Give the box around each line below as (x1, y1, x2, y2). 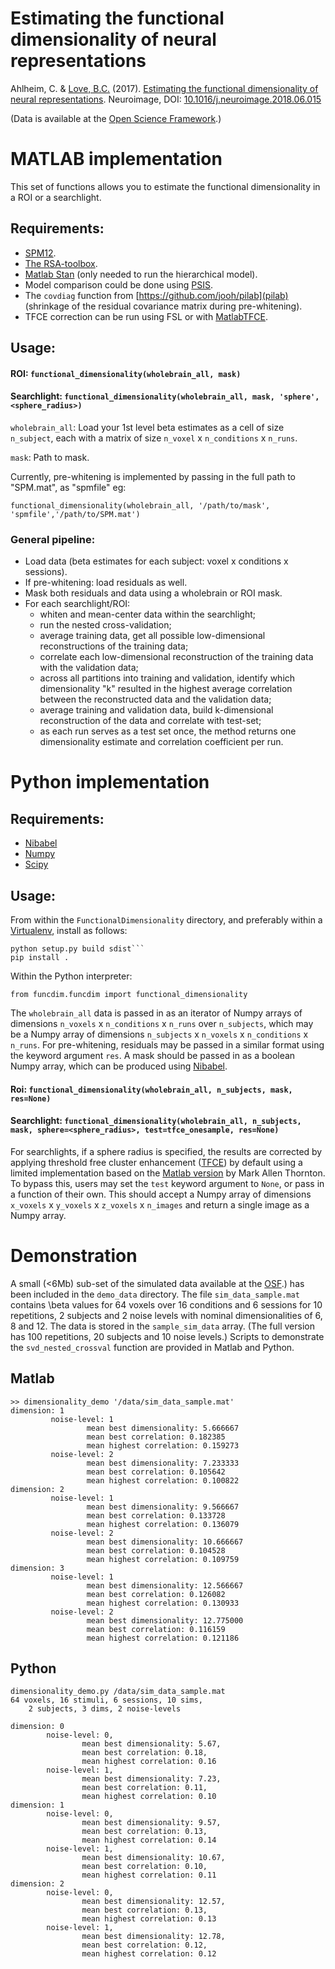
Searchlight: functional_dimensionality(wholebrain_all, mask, (10, 390, 275, 402)
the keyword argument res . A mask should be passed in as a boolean (10, 1049, 296, 1061)
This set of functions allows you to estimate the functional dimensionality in (10, 180, 321, 192)
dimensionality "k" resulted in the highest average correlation (39, 683, 293, 695)
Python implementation (10, 771, 210, 794)
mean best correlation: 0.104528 (86, 1545, 226, 1556)
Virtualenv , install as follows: (10, 924, 128, 936)
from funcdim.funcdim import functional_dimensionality (10, 989, 248, 999)
